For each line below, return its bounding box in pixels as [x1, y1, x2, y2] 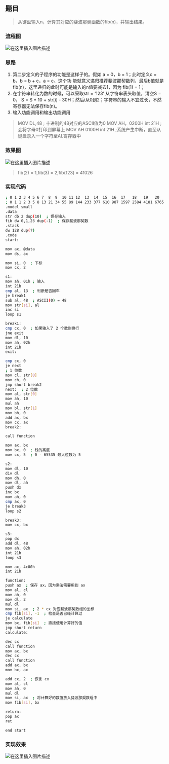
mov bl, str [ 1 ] [5, 406, 37, 411]
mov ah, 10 [5, 396, 28, 402]
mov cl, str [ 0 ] [5, 373, 37, 378]
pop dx [5, 536, 19, 541]
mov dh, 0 [5, 476, 26, 481]
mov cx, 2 [5, 265, 26, 270]
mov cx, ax [5, 420, 28, 425]
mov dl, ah [5, 480, 28, 485]
